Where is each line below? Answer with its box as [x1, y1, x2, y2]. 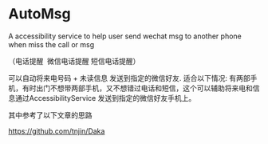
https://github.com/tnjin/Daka [8, 126, 105, 136]
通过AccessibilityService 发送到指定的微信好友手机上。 [14, 93, 196, 102]
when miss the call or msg [8, 39, 94, 49]
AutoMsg [8, 5, 71, 23]
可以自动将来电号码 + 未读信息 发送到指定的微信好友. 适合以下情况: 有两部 [8, 73, 251, 82]
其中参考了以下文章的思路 [8, 110, 93, 120]
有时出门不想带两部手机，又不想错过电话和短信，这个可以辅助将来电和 [22, 83, 253, 93]
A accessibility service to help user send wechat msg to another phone [8, 31, 242, 41]
